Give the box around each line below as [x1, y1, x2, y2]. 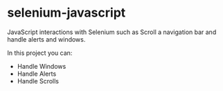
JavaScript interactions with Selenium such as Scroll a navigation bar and [7, 28, 217, 36]
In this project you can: [7, 49, 73, 57]
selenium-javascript [7, 5, 126, 21]
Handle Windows [17, 62, 66, 70]
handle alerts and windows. [7, 35, 86, 43]
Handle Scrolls [17, 76, 59, 85]
